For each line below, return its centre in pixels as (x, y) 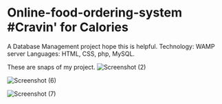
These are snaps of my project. (51, 67)
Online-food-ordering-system (95, 13)
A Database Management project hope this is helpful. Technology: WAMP (111, 46)
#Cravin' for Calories (68, 27)
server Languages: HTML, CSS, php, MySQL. (71, 54)
